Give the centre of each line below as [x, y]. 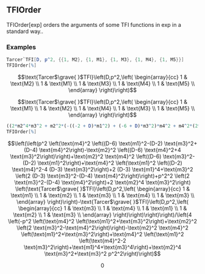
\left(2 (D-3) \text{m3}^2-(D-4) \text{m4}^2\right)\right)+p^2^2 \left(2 [103, 176]
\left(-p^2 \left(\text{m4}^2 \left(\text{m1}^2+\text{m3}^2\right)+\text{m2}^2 [103, 221]
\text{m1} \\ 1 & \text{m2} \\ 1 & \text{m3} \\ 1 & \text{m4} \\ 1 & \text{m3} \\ [103, 195]
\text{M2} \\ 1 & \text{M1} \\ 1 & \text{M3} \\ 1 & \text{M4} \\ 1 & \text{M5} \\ [103, 83]
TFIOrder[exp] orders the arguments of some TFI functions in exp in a [94, 24]
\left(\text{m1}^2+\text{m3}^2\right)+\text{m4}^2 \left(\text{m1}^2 [103, 234]
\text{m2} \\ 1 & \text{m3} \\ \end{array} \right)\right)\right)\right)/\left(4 [103, 215]
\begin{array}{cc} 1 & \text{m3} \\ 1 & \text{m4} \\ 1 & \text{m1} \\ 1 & [103, 208]
